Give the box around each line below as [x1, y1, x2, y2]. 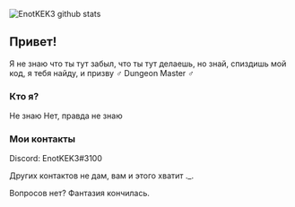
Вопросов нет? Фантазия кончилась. [9, 188, 151, 199]
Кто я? [9, 90, 39, 102]
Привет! [9, 34, 57, 49]
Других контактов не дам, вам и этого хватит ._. [9, 170, 195, 181]
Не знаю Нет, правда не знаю [9, 110, 123, 121]
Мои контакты [9, 133, 76, 145]
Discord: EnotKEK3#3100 [9, 153, 103, 164]
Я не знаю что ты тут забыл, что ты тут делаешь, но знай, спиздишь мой [9, 58, 287, 69]
